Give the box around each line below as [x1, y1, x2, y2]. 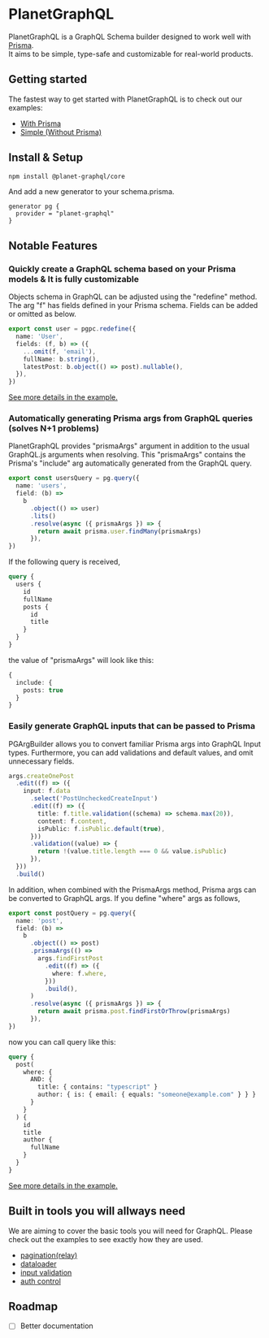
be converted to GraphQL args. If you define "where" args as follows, [8, 893, 241, 903]
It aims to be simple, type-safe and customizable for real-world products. [8, 49, 254, 58]
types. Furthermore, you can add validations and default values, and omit [8, 747, 254, 757]
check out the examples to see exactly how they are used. [8, 1234, 203, 1244]
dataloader [20, 1258, 57, 1268]
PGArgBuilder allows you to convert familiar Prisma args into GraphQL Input [8, 738, 262, 748]
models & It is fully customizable [8, 273, 140, 284]
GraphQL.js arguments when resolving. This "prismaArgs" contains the [8, 450, 246, 460]
